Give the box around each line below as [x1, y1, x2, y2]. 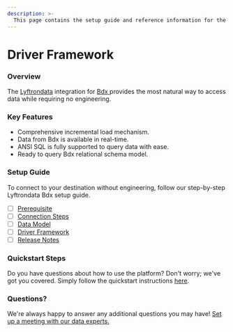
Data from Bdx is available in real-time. [17, 135, 129, 143]
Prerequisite [17, 204, 52, 212]
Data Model [17, 220, 51, 228]
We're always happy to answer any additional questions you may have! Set [7, 310, 222, 318]
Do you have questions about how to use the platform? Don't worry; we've [7, 269, 221, 278]
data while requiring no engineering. [7, 95, 112, 103]
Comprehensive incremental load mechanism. [17, 128, 150, 136]
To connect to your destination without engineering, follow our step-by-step [7, 183, 225, 191]
